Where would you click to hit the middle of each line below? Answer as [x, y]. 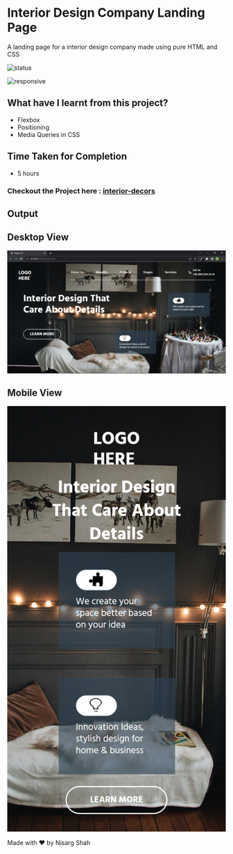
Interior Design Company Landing [106, 13]
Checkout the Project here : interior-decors [81, 191]
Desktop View [38, 237]
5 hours [28, 173]
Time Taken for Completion [67, 157]
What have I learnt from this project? [88, 103]
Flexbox [28, 120]
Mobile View [35, 393]
